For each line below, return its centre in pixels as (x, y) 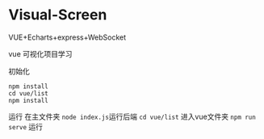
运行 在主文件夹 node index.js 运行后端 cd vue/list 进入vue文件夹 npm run (132, 116)
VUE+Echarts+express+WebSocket (67, 37)
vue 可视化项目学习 (40, 53)
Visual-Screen (58, 15)
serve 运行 (25, 126)
